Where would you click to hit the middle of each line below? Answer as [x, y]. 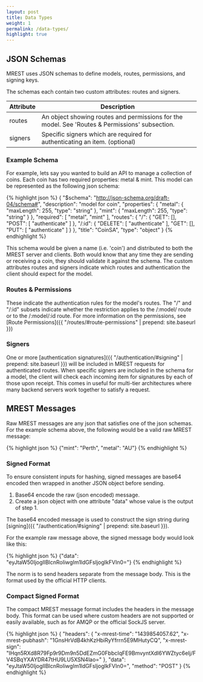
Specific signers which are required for [97, 134]
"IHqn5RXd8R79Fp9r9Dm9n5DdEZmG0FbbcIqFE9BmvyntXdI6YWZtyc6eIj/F [101, 653]
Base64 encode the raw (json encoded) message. [77, 495]
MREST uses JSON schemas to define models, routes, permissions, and [96, 73]
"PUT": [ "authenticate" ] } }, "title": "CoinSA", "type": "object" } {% [90, 230]
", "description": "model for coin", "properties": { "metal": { [111, 204]
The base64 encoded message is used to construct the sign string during [98, 519]
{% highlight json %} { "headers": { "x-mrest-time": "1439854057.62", [93, 634]
